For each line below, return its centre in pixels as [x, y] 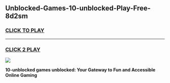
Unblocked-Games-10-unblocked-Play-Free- [78, 8]
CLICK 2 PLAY [23, 49]
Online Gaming [21, 75]
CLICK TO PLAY [25, 31]
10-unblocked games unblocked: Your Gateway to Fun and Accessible [80, 69]
